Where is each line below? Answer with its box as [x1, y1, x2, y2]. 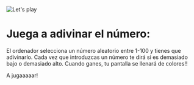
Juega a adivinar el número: [6, 27, 151, 41]
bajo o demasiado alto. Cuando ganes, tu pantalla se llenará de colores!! [6, 59, 188, 67]
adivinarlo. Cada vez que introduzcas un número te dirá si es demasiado [6, 53, 188, 61]
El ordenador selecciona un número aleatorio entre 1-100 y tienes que [6, 47, 181, 54]
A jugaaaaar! [6, 72, 38, 79]
